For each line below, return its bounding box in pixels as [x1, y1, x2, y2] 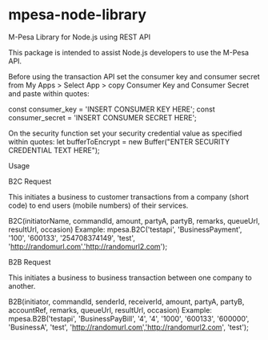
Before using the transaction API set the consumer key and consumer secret [8, 71, 260, 81]
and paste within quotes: [8, 88, 90, 98]
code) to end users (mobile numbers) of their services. [8, 200, 189, 210]
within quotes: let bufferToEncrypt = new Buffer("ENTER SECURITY [8, 136, 230, 146]
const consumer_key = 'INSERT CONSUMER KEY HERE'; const [8, 104, 215, 114]
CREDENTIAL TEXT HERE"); [8, 145, 100, 155]
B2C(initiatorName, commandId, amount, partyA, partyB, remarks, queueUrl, [8, 216, 260, 225]
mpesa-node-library [8, 6, 146, 24]
